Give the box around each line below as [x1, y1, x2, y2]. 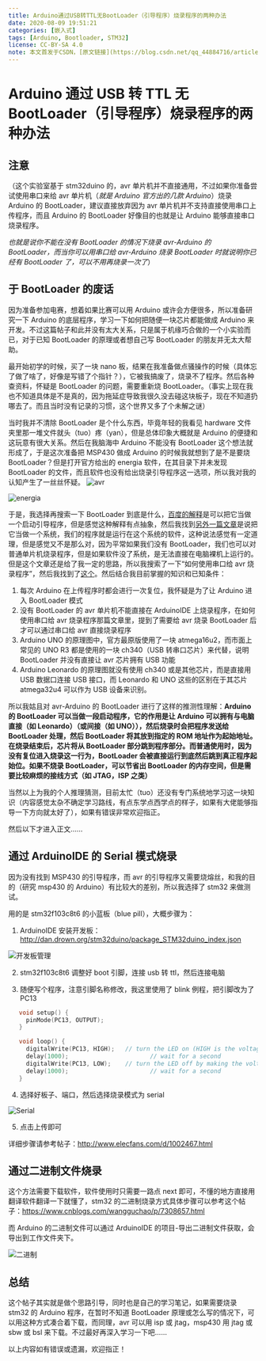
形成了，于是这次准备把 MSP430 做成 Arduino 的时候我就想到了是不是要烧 [8, 447, 251, 457]
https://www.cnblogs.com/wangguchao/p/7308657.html [22, 1207, 206, 1216]
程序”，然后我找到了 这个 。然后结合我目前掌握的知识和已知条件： [14, 568, 227, 578]
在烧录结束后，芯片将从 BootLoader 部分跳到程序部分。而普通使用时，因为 [8, 741, 252, 751]
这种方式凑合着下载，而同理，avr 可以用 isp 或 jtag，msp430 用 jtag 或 [21, 1317, 253, 1327]
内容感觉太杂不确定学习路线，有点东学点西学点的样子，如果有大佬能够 [21, 797, 251, 807]
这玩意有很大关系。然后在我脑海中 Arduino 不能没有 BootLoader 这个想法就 [8, 437, 253, 447]
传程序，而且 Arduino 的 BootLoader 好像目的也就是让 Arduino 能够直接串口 [8, 211, 255, 220]
